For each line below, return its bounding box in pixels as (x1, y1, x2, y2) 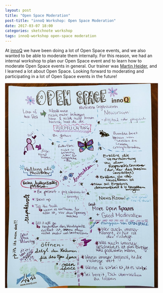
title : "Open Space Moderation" (5, 13, 70, 18)
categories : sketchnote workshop (5, 28, 73, 34)
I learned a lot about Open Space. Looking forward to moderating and (5, 68, 144, 74)
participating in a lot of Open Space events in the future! (5, 74, 117, 79)
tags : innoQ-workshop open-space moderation (5, 34, 97, 39)
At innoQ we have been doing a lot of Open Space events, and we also (5, 48, 146, 53)
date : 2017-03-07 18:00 (5, 23, 53, 28)
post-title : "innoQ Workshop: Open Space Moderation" (5, 18, 116, 23)
